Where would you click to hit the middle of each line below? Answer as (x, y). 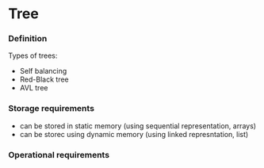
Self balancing (43, 71)
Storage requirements (52, 109)
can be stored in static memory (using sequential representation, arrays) (138, 126)
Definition (28, 39)
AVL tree (34, 88)
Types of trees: (33, 55)
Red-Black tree (44, 79)
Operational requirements (59, 155)
